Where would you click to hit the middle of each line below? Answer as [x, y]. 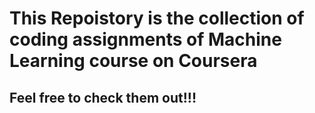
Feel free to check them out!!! [103, 97]
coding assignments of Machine [145, 39]
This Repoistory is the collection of [157, 18]
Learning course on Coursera [133, 61]
